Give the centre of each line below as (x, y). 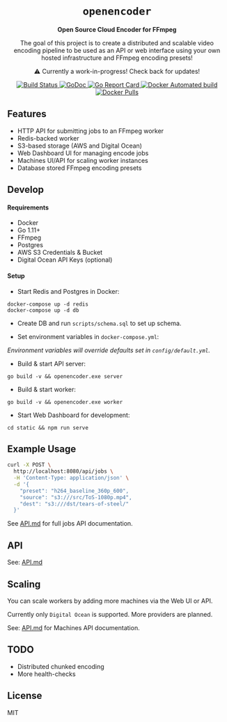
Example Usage (42, 449)
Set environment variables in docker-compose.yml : (88, 336)
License (25, 696)
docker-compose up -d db (43, 310)
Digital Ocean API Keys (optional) (65, 260)
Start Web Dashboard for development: (73, 415)
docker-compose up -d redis (48, 304)
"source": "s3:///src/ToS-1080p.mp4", (76, 497)
